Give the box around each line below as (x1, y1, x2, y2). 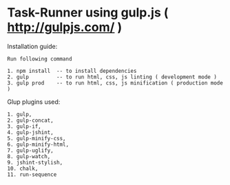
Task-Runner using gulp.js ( (7, 5, 169, 21)
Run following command (7, 55, 72, 63)
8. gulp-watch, (7, 153, 51, 160)
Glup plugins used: (7, 98, 61, 106)
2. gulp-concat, (7, 117, 54, 124)
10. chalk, (7, 165, 39, 172)
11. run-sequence (7, 171, 57, 178)
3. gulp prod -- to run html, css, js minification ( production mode (7, 79, 224, 87)
